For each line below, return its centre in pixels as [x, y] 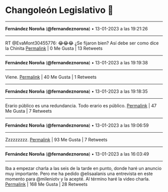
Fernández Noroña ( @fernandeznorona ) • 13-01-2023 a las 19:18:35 [76, 91]
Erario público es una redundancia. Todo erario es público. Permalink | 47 [81, 105]
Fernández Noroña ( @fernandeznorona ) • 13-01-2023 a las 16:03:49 [77, 154]
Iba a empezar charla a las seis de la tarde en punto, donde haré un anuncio [83, 168]
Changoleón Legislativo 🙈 [59, 10]
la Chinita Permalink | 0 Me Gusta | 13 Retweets [54, 48]
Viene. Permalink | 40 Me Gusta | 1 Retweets [51, 77]
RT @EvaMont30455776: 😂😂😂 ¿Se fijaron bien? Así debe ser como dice [82, 43]
